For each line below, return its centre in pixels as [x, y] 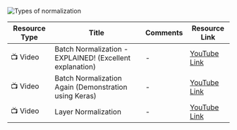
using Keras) [75, 96]
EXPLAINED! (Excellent [93, 58]
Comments [164, 33]
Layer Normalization [88, 112]
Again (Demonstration [91, 87]
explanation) [75, 67]
